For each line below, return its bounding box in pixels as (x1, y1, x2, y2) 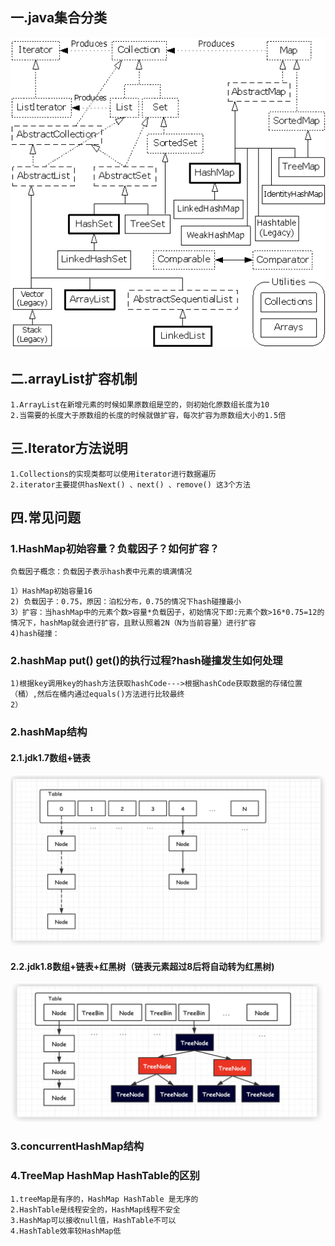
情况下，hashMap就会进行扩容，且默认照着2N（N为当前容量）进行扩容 (10, 618, 257, 628)
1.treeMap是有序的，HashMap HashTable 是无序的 (10, 1194, 199, 1204)
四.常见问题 (10, 509, 82, 526)
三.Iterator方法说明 (10, 440, 128, 457)
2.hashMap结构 (10, 725, 88, 739)
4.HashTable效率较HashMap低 (10, 1226, 122, 1236)
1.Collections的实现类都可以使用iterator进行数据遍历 (10, 469, 217, 479)
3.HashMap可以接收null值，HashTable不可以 (10, 1215, 177, 1225)
